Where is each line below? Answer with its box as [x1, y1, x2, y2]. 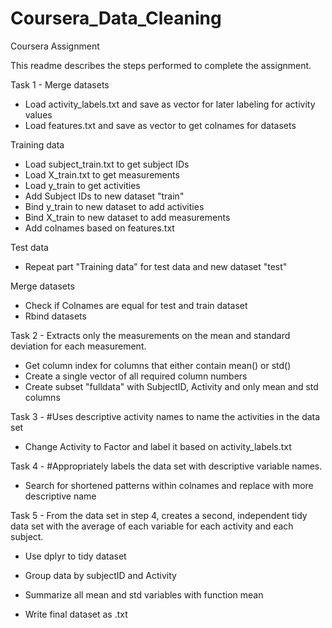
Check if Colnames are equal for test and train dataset [24, 299, 248, 311]
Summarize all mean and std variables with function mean [24, 588, 264, 601]
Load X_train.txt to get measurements [24, 168, 180, 181]
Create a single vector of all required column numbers [24, 370, 248, 382]
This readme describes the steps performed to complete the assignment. [10, 59, 312, 71]
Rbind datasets [24, 310, 87, 322]
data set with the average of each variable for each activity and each [10, 520, 294, 532]
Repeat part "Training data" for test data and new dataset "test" [24, 260, 288, 272]
